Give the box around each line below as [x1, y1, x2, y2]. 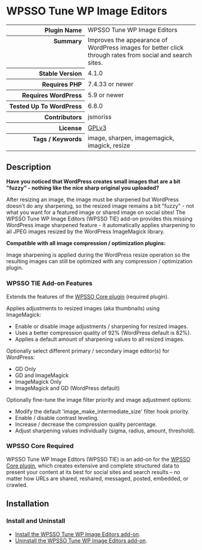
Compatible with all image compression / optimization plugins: [6, 240, 166, 247]
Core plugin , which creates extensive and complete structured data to [6, 462, 179, 469]
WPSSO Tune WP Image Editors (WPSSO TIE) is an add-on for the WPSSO [6, 455, 191, 463]
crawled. [6, 481, 28, 489]
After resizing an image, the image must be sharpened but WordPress [6, 196, 179, 203]
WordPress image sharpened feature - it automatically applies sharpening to [6, 222, 195, 229]
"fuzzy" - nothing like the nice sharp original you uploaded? [6, 184, 159, 192]
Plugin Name [44, 26, 82, 34]
